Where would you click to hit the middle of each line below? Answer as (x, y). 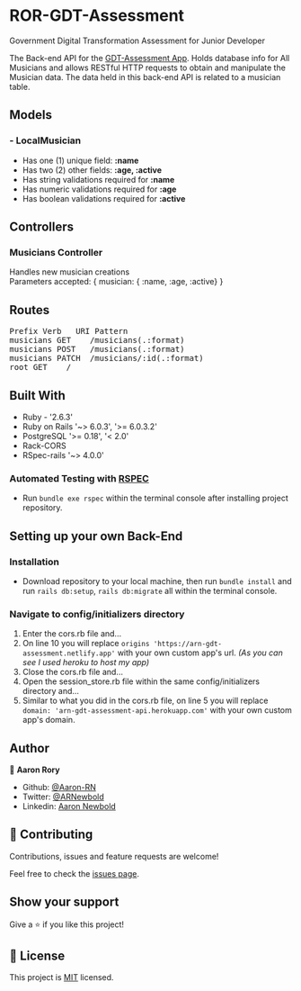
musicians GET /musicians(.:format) (97, 340)
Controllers (42, 227)
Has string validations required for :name (98, 179)
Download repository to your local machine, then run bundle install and (157, 581)
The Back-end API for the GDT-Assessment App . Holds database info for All (150, 58)
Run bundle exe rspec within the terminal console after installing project (155, 498)
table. (20, 86)
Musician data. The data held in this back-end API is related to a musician (145, 77)
